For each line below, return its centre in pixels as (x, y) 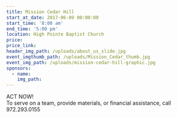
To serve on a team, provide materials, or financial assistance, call (89, 103)
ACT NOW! (20, 97)
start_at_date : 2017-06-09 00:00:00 (52, 18)
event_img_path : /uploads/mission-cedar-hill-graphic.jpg (81, 62)
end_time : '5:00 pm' (32, 29)
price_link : (21, 46)
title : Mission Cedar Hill (40, 12)
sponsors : (19, 68)
